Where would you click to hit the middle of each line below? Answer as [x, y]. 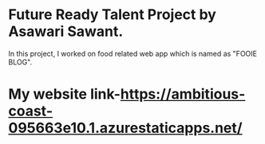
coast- [31, 111]
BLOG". [20, 62]
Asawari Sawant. [66, 31]
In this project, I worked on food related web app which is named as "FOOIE [133, 53]
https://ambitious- [183, 94]
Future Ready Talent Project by [113, 15]
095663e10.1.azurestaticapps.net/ [125, 128]
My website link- [65, 94]
